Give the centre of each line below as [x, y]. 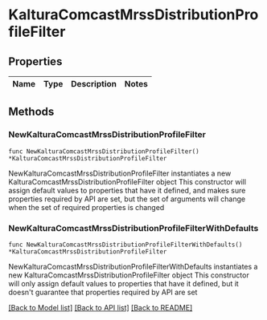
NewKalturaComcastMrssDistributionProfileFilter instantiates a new [120, 173]
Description [94, 84]
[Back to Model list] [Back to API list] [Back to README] [101, 307]
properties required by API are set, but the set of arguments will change [127, 199]
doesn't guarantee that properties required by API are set [103, 292]
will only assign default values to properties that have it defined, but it [123, 283]
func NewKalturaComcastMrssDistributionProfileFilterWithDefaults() [125, 245]
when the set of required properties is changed [86, 207]
